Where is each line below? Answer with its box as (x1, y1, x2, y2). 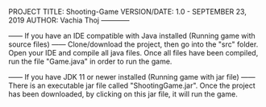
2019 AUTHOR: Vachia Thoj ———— (8, 15, 130, 25)
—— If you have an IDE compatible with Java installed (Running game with (8, 31, 256, 40)
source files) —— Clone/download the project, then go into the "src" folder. (8, 39, 259, 49)
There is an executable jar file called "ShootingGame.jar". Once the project (8, 80, 256, 90)
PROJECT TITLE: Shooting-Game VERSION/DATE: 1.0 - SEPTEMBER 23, (8, 7, 247, 16)
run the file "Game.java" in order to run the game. (8, 56, 172, 66)
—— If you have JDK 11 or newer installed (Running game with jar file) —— (8, 72, 256, 81)
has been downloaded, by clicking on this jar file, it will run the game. (8, 89, 238, 99)
